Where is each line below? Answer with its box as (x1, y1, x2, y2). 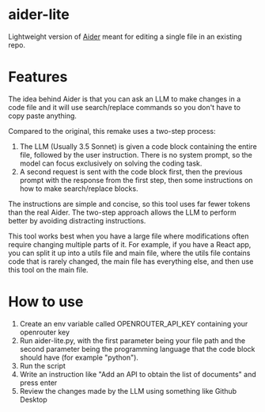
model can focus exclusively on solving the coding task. (19, 158, 203, 168)
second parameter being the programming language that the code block (19, 344, 256, 353)
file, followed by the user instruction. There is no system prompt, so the (19, 150, 253, 159)
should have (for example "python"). (19, 353, 138, 362)
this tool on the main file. (8, 265, 89, 274)
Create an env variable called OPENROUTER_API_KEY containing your (19, 319, 248, 328)
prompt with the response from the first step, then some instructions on (19, 175, 253, 185)
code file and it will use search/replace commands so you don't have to (8, 102, 241, 112)
